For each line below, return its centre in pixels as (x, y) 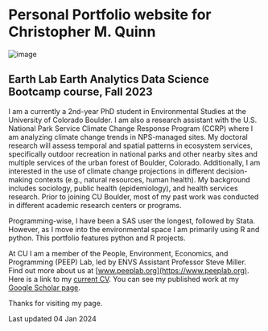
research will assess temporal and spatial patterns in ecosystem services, (131, 145)
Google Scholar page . (44, 288)
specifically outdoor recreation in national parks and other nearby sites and (133, 153)
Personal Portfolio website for (110, 15)
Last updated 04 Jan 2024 (52, 318)
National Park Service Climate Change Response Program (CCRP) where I (131, 128)
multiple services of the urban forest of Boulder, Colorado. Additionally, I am (134, 162)
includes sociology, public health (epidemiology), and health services (124, 188)
